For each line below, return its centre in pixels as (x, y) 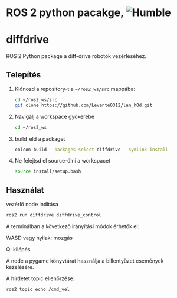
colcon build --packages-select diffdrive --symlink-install (91, 150)
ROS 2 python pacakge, (65, 13)
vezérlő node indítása (32, 205)
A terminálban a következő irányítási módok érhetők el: (73, 226)
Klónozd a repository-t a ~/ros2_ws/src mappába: (75, 89)
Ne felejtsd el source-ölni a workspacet (63, 161)
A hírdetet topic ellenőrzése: (40, 278)
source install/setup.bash (48, 171)
